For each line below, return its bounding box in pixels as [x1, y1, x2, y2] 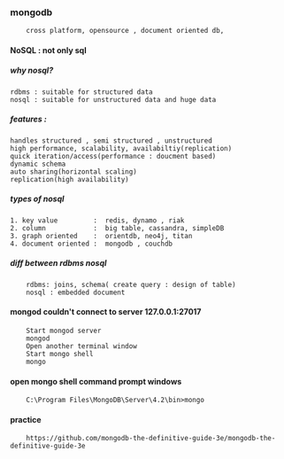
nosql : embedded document [26, 288, 126, 297]
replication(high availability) [10, 175, 129, 183]
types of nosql [10, 193, 65, 205]
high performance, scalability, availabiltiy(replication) [10, 144, 233, 152]
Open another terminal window [26, 341, 138, 351]
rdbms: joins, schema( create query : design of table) [26, 280, 237, 289]
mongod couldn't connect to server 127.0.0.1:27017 [10, 307, 202, 317]
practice [10, 414, 42, 424]
